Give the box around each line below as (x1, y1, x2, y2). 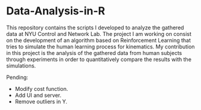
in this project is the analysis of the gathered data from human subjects (6, 49, 182, 56)
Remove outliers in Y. (14, 97, 68, 105)
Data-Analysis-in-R (6, 4, 106, 18)
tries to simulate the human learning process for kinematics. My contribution (6, 43, 195, 50)
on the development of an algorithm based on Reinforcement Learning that (6, 36, 191, 44)
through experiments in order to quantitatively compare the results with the (6, 56, 192, 63)
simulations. (6, 62, 36, 69)
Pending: (6, 74, 29, 81)
